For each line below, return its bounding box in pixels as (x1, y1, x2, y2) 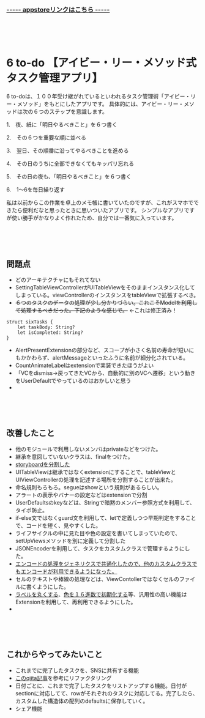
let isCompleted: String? (17, 330, 84, 336)
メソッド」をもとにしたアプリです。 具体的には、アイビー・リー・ (17, 100, 184, 108)
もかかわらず (15, 354, 48, 361)
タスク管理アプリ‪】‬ (6, 72, 103, 85)
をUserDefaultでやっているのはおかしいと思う (15, 377, 132, 385)
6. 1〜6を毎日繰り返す (6, 186, 65, 193)
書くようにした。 (26, 583, 69, 590)
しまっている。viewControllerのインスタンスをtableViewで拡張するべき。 (15, 292, 199, 299)
